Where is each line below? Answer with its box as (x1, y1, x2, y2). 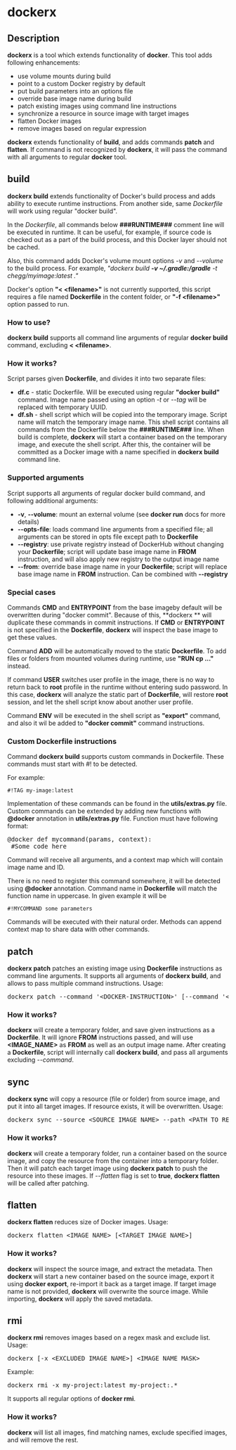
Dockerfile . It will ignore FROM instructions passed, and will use (7, 1033, 193, 1041)
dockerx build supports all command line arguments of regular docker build (7, 333, 228, 342)
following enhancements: (7, 58, 81, 67)
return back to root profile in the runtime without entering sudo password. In (7, 683, 228, 691)
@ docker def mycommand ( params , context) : (7, 835, 152, 844)
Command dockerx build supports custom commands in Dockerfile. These (7, 752, 225, 761)
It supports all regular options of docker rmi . (7, 1394, 136, 1403)
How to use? (7, 317, 51, 327)
